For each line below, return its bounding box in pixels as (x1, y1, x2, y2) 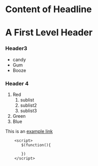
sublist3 (20, 108, 37, 114)
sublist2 (20, 102, 37, 108)
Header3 (5, 45, 27, 52)
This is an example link (5, 128, 53, 134)
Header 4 (5, 80, 29, 87)
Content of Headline (5, 4, 92, 15)
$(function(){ (21, 142, 51, 148)
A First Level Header (5, 27, 93, 39)
